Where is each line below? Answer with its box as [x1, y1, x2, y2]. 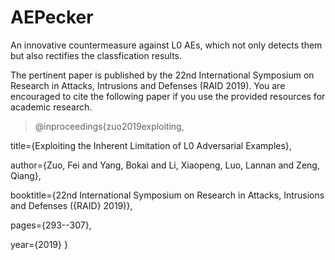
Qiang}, [10, 169, 42, 181]
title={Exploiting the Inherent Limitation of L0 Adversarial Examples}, [10, 139, 292, 151]
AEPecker [10, 6, 94, 29]
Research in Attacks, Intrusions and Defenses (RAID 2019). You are [10, 79, 286, 91]
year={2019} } [10, 238, 68, 250]
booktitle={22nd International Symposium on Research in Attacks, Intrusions [10, 189, 325, 201]
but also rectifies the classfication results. [10, 49, 183, 61]
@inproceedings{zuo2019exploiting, [34, 120, 185, 132]
